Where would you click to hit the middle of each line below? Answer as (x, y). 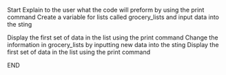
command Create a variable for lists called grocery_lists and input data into (113, 17)
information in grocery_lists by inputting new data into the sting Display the (113, 45)
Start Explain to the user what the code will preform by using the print (106, 10)
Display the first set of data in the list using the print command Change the (113, 37)
